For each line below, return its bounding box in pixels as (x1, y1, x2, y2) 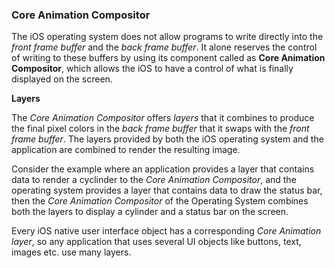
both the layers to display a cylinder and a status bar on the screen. (11, 206, 289, 218)
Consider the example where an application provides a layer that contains (11, 163, 315, 175)
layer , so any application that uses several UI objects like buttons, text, (11, 236, 302, 248)
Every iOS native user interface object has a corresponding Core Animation (11, 225, 322, 237)
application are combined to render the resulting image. (11, 144, 241, 156)
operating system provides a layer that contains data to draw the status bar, (11, 184, 323, 197)
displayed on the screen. (11, 73, 113, 85)
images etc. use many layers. (11, 246, 132, 258)
